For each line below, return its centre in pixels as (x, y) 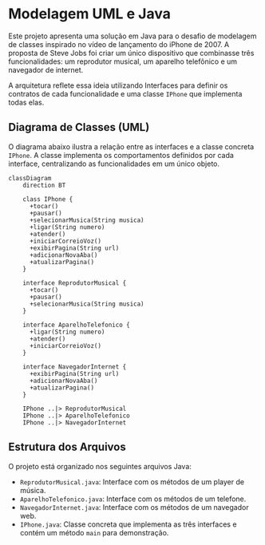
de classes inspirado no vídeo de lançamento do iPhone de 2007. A (119, 44)
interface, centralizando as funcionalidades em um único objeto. (114, 164)
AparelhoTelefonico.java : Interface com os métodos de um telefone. (133, 499)
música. (33, 490)
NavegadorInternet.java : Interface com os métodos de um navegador (134, 507)
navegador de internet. (46, 69)
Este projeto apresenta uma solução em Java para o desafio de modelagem (132, 36)
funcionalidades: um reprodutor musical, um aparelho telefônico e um (123, 61)
